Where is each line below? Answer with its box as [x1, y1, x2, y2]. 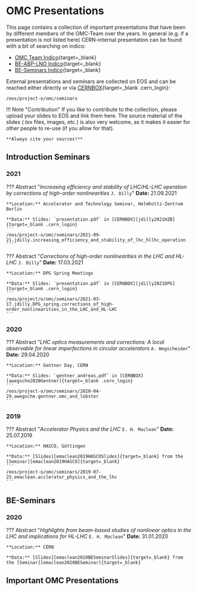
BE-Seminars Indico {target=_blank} [14, 66, 101, 73]
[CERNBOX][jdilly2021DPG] [111, 280, 176, 287]
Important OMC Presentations [6, 576, 119, 586]
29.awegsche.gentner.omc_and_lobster [6, 393, 99, 399]
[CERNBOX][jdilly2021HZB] [111, 216, 176, 222]
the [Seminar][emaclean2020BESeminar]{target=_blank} [6, 559, 142, 566]
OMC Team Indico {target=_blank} [14, 54, 97, 61]
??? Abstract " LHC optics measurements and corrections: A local [6, 338, 165, 346]
